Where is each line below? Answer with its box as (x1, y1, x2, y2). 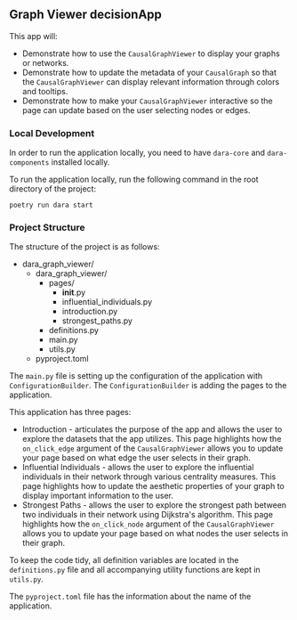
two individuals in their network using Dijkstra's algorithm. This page (21, 510, 274, 520)
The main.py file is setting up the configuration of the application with (9, 371, 263, 381)
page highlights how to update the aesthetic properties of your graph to (21, 481, 285, 492)
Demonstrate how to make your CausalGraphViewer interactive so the (21, 95, 273, 106)
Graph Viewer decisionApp (9, 7, 163, 22)
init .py (61, 287, 86, 298)
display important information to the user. (21, 490, 173, 502)
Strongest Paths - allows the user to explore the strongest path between (21, 500, 287, 510)
